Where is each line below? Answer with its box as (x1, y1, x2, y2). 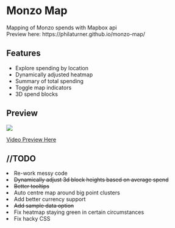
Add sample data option (14, 202, 74, 210)
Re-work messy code (14, 169, 68, 177)
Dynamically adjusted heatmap (15, 71, 93, 78)
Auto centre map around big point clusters (14, 189, 120, 196)
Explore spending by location (15, 64, 89, 72)
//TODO (6, 153, 37, 164)
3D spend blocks (15, 90, 58, 98)
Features (6, 48, 41, 59)
